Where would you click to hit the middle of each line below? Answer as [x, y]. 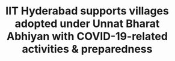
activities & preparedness [87, 49]
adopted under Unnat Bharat [87, 24]
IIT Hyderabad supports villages [87, 11]
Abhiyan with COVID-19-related [87, 36]
